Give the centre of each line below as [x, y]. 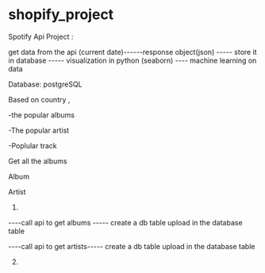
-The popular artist [39, 130]
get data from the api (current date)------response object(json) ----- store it [132, 52]
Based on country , [39, 99]
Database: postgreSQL [45, 84]
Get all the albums [38, 161]
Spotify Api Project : [41, 37]
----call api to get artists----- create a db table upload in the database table [132, 246]
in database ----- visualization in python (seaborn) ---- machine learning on [132, 60]
